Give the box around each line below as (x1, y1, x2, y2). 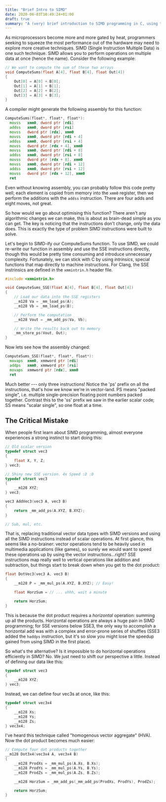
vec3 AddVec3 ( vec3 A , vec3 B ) (5, 499, 68, 504)
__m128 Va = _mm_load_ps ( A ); (14, 299, 74, 304)
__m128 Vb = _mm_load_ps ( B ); (14, 304, 74, 309)
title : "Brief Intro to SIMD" (5, 7, 68, 12)
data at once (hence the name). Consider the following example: (5, 55, 136, 62)
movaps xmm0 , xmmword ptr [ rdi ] (9, 358, 79, 363)
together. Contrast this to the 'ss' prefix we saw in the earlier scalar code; (5, 397, 155, 403)
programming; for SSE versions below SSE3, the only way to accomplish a (5, 623, 156, 628)
